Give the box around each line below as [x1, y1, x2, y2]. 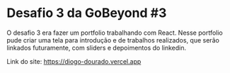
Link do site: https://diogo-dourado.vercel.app [6, 57, 142, 65]
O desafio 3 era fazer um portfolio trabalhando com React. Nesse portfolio [6, 28, 224, 37]
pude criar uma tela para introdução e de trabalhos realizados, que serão [6, 35, 220, 44]
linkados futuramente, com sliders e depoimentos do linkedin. [6, 43, 187, 52]
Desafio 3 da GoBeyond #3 [6, 5, 167, 21]
